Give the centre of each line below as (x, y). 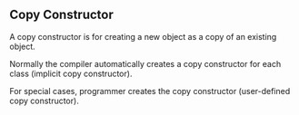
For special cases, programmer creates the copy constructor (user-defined (150, 91)
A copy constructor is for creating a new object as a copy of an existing (143, 36)
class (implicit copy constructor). (71, 73)
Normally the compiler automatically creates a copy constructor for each (145, 63)
